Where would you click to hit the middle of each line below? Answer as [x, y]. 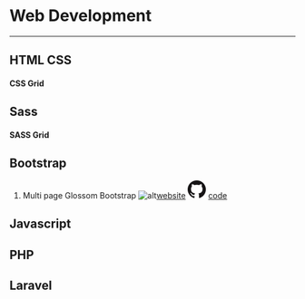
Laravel [31, 285]
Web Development [81, 16]
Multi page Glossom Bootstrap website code [125, 195]
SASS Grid [30, 135]
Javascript [40, 224]
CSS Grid [27, 83]
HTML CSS [41, 60]
